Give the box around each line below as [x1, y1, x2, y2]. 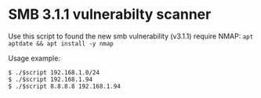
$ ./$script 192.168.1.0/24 [8, 68, 100, 76]
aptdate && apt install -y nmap [8, 39, 114, 48]
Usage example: [8, 53, 61, 63]
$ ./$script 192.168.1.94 [8, 75, 92, 83]
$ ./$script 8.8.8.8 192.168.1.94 [8, 82, 121, 90]
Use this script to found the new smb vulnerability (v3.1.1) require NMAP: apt [8, 31, 254, 41]
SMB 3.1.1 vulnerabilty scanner [8, 5, 212, 24]
